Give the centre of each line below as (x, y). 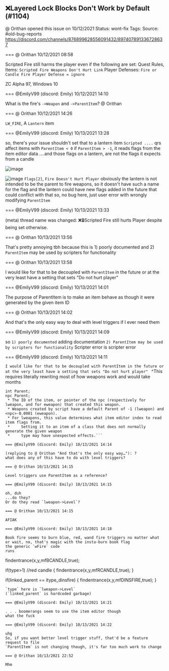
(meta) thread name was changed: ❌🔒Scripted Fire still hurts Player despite (84, 220)
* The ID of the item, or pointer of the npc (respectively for (76, 400)
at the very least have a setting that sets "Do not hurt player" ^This (84, 371)
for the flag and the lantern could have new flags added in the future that (81, 189)
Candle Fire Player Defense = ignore (45, 74)
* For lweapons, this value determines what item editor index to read (85, 418)
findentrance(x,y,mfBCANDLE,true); (43, 560)
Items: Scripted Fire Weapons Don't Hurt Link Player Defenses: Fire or (81, 69)
